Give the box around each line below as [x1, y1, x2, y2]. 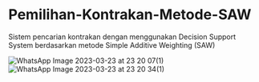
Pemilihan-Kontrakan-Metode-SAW [8, 6, 252, 24]
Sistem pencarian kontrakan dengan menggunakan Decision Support [8, 32, 237, 41]
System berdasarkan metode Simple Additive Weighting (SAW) [8, 40, 216, 49]
